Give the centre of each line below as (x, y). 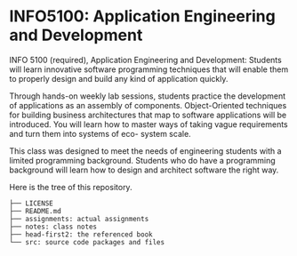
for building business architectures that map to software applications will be (148, 115)
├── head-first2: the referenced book (81, 234)
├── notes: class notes (53, 227)
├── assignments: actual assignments (79, 219)
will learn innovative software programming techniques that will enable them (149, 69)
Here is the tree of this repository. (71, 187)
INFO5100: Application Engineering (142, 16)
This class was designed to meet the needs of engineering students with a (145, 151)
